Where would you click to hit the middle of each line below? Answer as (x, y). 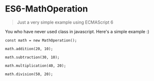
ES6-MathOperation (47, 9)
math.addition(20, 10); (29, 49)
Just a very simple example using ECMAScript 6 (65, 22)
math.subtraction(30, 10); (32, 57)
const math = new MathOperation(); (41, 40)
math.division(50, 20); (29, 74)
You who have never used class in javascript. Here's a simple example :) (77, 31)
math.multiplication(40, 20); (36, 66)
